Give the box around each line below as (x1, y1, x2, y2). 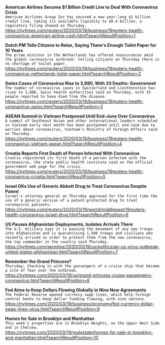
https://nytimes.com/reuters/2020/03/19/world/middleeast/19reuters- (5, 206, 146, 212)
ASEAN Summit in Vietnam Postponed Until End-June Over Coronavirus (5, 113, 155, 119)
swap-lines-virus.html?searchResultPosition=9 (5, 306, 100, 312)
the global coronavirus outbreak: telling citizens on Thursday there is (5, 57, 160, 62)
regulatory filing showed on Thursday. (5, 23, 87, 28)
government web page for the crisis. (5, 164, 83, 169)
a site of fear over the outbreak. (5, 268, 78, 273)
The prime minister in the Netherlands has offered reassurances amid (5, 53, 153, 57)
